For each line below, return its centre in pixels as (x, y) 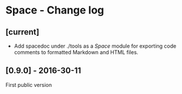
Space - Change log (55, 10)
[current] (22, 32)
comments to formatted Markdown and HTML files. (76, 52)
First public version (29, 85)
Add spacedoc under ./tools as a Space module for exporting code (95, 46)
